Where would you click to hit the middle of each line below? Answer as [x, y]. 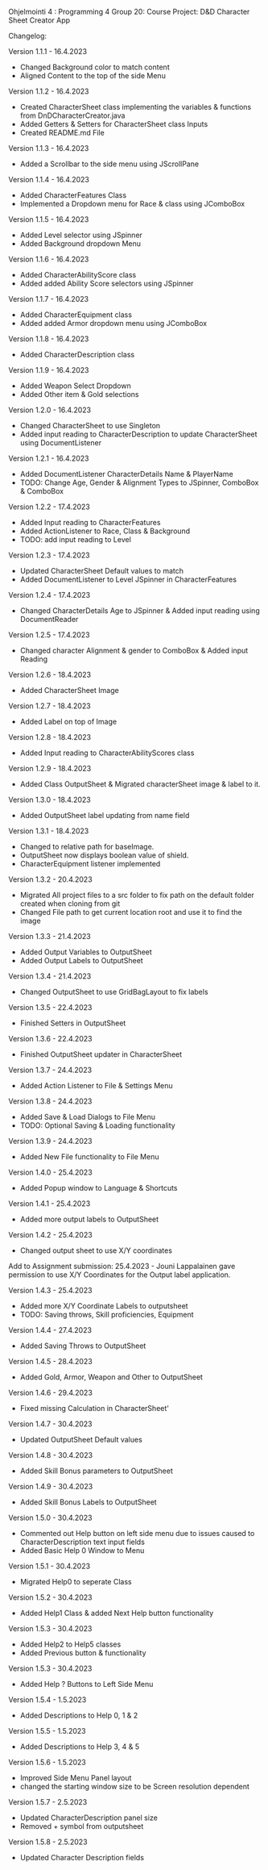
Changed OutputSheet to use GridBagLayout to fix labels [114, 992]
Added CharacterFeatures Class [73, 195]
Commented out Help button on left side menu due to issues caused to [137, 1533]
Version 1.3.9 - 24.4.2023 [50, 1141]
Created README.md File [62, 133]
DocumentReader [49, 619]
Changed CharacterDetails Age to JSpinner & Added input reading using [140, 611]
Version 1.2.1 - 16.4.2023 [49, 458]
